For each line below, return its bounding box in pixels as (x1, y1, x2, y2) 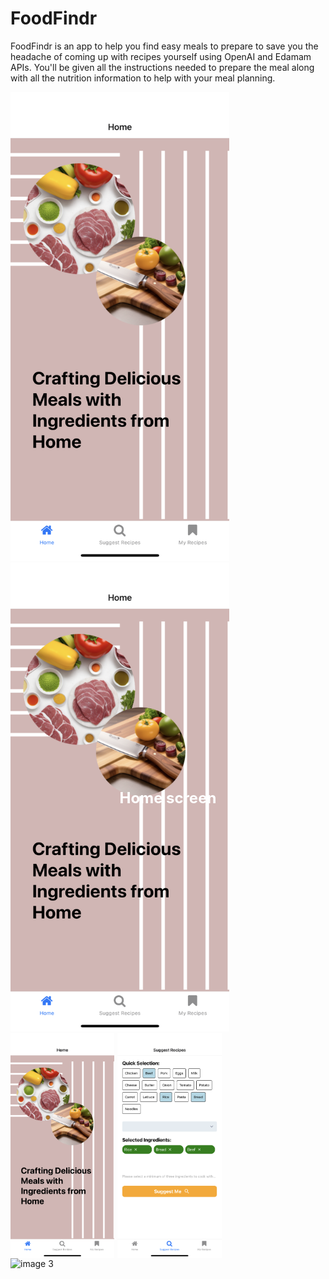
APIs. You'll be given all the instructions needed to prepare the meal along (10, 61, 315, 73)
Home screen (119, 788, 217, 807)
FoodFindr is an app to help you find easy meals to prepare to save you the (10, 40, 319, 52)
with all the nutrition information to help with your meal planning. (10, 72, 276, 84)
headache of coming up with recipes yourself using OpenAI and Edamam (10, 50, 312, 62)
